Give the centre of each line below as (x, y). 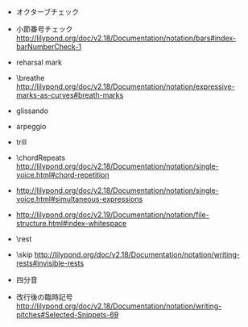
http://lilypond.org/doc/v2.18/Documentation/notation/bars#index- (126, 38)
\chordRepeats (41, 157)
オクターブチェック (48, 12)
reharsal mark (39, 62)
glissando (32, 111)
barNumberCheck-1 (49, 46)
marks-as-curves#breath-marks (70, 95)
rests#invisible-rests (50, 263)
